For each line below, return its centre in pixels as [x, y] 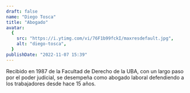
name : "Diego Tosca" [31, 17]
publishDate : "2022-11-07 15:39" [47, 55]
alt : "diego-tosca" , [42, 44]
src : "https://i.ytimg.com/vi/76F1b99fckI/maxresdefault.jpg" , [95, 38]
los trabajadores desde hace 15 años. [51, 83]
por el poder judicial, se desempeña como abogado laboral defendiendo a [95, 77]
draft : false [22, 11]
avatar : [15, 28]
